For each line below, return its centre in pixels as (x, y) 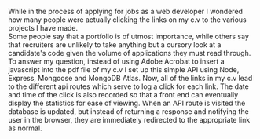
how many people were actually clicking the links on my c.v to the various (127, 20)
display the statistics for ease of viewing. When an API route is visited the (127, 103)
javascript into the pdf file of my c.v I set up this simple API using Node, (124, 69)
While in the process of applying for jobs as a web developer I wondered (126, 11)
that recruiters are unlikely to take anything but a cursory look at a (115, 45)
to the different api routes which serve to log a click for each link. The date (128, 86)
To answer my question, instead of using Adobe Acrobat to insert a (117, 61)
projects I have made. (43, 28)
